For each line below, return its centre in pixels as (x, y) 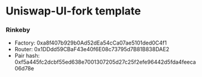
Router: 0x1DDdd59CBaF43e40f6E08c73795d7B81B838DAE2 (92, 49)
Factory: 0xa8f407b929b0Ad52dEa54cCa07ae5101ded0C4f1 (91, 43)
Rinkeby (18, 30)
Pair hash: (27, 56)
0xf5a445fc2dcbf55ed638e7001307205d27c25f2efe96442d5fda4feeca (105, 62)
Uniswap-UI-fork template (73, 11)
